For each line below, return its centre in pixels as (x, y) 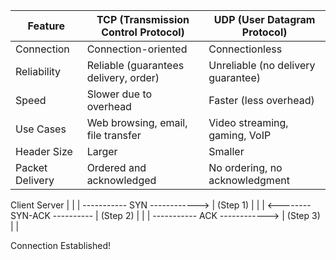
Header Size (44, 151)
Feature (46, 26)
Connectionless (245, 49)
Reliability (38, 71)
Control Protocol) (143, 32)
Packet (31, 167)
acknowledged (121, 180)
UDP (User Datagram (264, 19)
